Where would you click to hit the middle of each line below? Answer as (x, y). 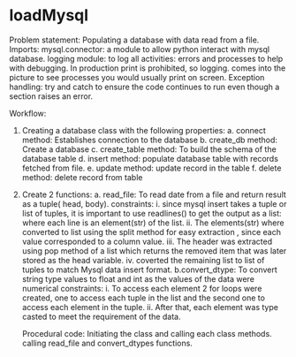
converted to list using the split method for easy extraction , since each (151, 232)
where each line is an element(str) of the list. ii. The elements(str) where (153, 223)
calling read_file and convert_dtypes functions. (107, 343)
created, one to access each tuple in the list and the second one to (143, 298)
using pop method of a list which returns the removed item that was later (154, 251)
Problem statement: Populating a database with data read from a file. (134, 40)
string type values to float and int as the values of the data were (138, 278)
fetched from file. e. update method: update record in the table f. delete (152, 168)
